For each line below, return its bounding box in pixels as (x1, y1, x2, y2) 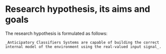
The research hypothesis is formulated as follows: (5, 30, 108, 36)
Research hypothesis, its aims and (5, 3, 151, 15)
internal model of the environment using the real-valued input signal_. (5, 44, 162, 49)
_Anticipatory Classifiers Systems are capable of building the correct (5, 40, 160, 45)
